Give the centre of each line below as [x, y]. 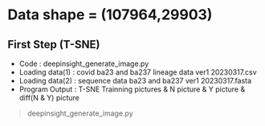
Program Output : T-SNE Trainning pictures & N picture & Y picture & [132, 89]
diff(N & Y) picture [49, 98]
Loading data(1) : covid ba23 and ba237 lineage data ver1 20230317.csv [138, 72]
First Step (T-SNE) [54, 45]
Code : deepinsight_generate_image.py [84, 63]
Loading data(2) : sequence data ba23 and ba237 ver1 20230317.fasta [135, 81]
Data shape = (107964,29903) [110, 15]
